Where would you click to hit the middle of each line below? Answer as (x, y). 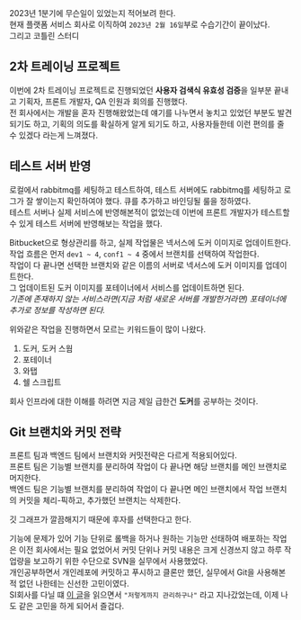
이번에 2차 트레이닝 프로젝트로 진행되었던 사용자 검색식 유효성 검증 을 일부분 (141, 90)
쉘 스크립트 (42, 382)
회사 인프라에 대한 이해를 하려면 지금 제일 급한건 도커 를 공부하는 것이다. (134, 401)
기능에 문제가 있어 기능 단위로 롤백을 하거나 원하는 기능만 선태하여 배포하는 (140, 539)
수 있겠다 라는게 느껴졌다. (54, 135)
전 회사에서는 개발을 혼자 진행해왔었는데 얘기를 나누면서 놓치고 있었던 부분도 (142, 112)
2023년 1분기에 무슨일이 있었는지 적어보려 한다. (93, 13)
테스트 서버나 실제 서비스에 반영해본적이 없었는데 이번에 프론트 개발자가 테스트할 (150, 212)
